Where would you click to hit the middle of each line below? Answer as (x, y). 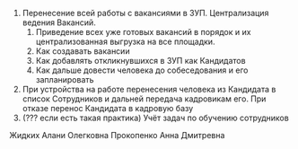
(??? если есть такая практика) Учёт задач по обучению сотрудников (155, 118)
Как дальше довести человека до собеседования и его (142, 70)
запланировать (65, 79)
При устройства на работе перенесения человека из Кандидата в (149, 89)
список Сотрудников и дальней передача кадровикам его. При (144, 99)
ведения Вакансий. (59, 22)
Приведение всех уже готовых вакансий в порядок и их (143, 32)
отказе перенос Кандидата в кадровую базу (108, 108)
